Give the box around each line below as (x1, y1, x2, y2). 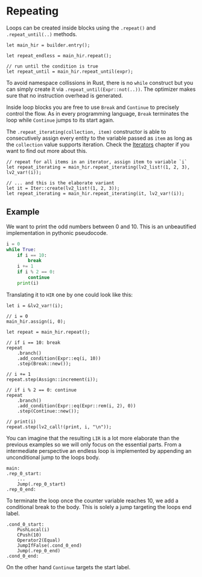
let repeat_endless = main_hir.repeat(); (6, 52, 112, 58)
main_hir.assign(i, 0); (6, 318, 66, 325)
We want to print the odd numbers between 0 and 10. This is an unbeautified (6, 223, 197, 230)
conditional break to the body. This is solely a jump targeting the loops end (6, 503, 192, 510)
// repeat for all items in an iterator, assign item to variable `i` (6, 158, 188, 165)
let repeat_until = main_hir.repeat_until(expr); (6, 68, 134, 75)
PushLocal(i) (17, 526, 50, 532)
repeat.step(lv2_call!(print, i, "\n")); (6, 423, 112, 430)
